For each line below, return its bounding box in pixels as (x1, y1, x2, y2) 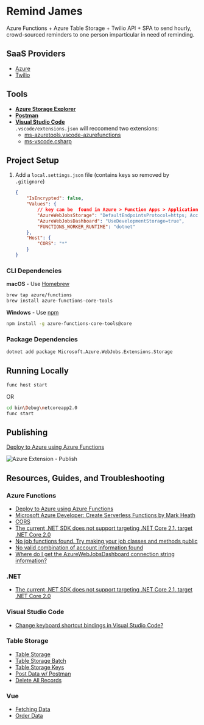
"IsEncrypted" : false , (26, 195, 84, 202)
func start (6, 410, 34, 416)
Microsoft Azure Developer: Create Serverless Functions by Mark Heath (15, 511, 196, 519)
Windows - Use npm (6, 309, 59, 316)
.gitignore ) (15, 178, 45, 185)
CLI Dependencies (6, 266, 62, 275)
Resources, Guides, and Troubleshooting (6, 473, 165, 483)
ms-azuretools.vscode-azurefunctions (24, 131, 121, 138)
